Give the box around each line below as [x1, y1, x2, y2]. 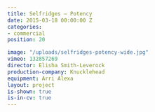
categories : [7, 23, 42, 30]
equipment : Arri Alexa [7, 75, 74, 82]
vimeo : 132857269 [7, 55, 58, 63]
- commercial [7, 29, 46, 37]
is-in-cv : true [7, 94, 52, 101]
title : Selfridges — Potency [7, 10, 93, 17]
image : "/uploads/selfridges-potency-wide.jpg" [7, 49, 149, 56]
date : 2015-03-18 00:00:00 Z [7, 17, 93, 24]
